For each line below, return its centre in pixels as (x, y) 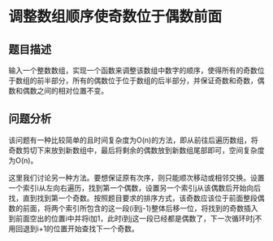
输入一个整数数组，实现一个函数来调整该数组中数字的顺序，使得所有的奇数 (133, 70)
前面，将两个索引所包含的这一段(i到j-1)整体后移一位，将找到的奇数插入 (140, 208)
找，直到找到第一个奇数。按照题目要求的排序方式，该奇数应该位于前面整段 (133, 198)
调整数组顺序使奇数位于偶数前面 (115, 17)
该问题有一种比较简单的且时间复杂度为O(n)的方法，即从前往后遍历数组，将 (133, 140)
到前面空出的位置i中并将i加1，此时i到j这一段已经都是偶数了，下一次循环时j (132, 218)
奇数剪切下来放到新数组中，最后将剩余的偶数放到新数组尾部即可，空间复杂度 (136, 150)
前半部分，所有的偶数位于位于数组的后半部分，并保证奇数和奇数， (147, 81)
